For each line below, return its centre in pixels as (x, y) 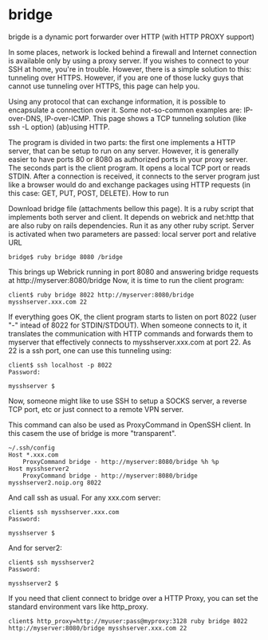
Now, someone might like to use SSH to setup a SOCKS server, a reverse (128, 401)
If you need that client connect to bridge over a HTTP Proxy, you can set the (133, 598)
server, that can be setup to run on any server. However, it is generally (124, 151)
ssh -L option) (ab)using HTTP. (59, 127)
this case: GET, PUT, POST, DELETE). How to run (89, 193)
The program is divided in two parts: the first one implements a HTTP (122, 142)
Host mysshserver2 (39, 469)
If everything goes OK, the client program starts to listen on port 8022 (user (132, 316)
